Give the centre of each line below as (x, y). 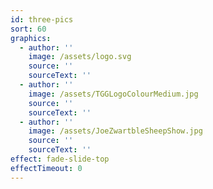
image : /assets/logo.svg (80, 57)
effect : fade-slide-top (60, 159)
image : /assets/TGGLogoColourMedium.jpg (113, 94)
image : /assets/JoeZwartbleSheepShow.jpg (115, 131)
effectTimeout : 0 (46, 168)
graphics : (31, 38)
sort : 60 (28, 29)
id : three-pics (42, 19)
